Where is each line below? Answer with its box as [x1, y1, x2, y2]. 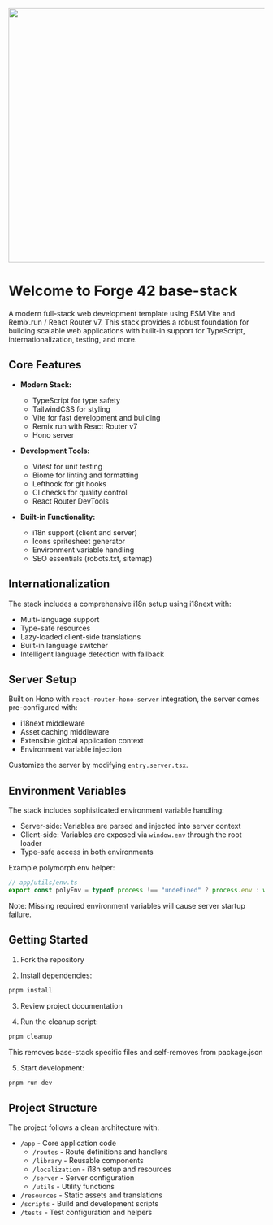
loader [19, 839, 42, 848]
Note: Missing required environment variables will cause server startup [8, 900, 246, 910]
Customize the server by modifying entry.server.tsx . [8, 761, 188, 770]
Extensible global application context [19, 736, 144, 746]
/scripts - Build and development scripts [19, 1199, 159, 1209]
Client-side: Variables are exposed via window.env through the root [19, 830, 242, 839]
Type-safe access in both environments [19, 847, 154, 857]
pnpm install [8, 986, 53, 994]
